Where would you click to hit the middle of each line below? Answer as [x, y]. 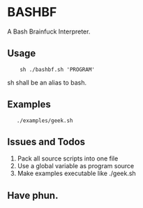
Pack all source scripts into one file [68, 158]
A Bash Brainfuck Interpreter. [49, 31]
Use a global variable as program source [76, 166]
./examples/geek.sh [45, 120]
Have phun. [33, 195]
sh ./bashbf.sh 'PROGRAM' [58, 69]
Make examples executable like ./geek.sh [76, 173]
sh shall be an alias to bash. [47, 82]
